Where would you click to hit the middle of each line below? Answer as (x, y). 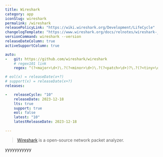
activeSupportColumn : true (32, 46)
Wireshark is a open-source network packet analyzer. (71, 140)
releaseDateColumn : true (30, 41)
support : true (28, 108)
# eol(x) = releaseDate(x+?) (34, 77)
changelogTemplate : (25, 32)
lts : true (24, 104)
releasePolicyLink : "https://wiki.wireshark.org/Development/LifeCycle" (80, 28)
